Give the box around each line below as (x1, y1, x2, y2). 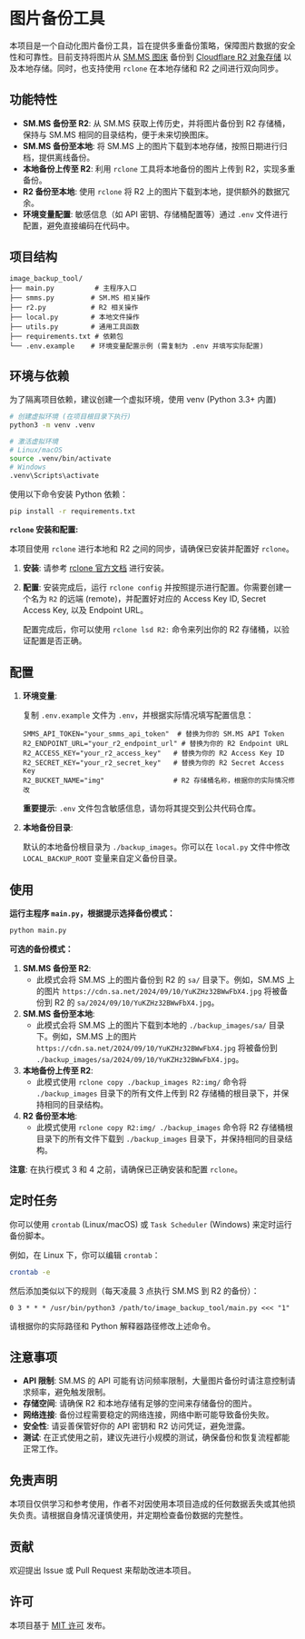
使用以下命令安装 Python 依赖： (9, 488, 129, 500)
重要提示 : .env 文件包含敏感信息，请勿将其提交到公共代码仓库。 (22, 803, 261, 814)
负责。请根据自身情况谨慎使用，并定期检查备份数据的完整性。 (16, 1510, 248, 1521)
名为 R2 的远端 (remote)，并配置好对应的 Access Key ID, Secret (30, 593, 266, 604)
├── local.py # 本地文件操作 (9, 313, 140, 322)
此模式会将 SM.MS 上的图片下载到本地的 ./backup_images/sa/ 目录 (35, 1019, 285, 1030)
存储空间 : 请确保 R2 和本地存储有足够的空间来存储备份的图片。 (22, 1398, 257, 1409)
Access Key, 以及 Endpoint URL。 (22, 605, 148, 616)
